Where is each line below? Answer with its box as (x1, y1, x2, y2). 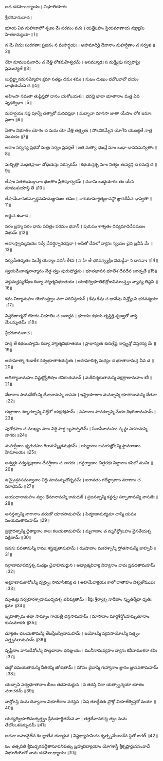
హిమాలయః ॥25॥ (5, 449, 36, 455)
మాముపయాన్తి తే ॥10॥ (5, 185, 45, 190)
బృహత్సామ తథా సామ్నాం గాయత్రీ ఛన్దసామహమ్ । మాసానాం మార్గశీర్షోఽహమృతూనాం (5, 613, 149, 619)
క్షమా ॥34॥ (5, 603, 25, 608)
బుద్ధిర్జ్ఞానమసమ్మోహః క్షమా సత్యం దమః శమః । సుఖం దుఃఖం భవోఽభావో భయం (5, 76, 139, 82)
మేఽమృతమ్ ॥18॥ (5, 319, 37, 325)
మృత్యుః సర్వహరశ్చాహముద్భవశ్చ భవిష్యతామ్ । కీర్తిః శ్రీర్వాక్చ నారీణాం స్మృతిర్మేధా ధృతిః (5, 596, 152, 602)
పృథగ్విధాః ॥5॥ (5, 99, 32, 105)
